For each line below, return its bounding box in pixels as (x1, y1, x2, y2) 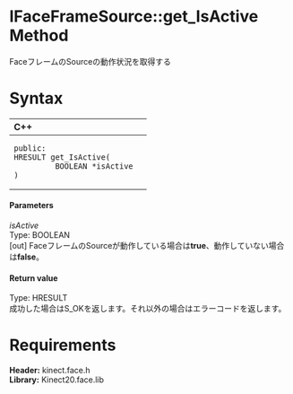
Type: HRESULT (9, 293, 68, 303)
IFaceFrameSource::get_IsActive (9, 6, 259, 27)
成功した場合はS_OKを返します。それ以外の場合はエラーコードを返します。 (9, 303, 287, 314)
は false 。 (9, 251, 45, 262)
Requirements (9, 335, 116, 355)
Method (9, 25, 69, 46)
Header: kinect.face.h (9, 365, 90, 376)
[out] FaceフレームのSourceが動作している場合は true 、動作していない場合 (9, 241, 285, 251)
